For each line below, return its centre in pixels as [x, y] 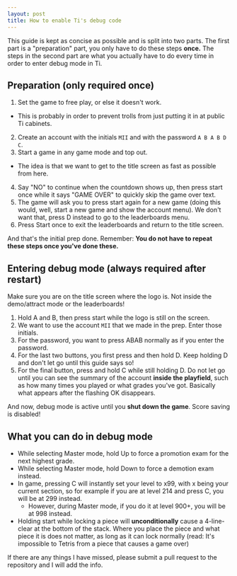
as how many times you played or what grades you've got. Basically [116, 386]
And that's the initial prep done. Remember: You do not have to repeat [110, 238]
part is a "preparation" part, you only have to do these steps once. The [111, 48]
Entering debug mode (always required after [107, 269]
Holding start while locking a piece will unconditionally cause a [110, 521]
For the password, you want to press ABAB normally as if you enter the [121, 340]
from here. [33, 173]
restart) [24, 279]
